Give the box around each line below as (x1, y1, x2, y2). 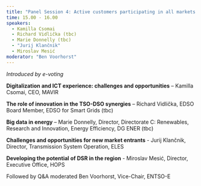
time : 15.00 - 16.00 (6, 14, 59, 21)
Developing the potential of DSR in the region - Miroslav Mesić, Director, (6, 155, 188, 162)
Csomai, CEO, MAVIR (6, 88, 59, 95)
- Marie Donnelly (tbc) (11, 37, 71, 43)
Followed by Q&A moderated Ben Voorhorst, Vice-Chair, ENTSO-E (6, 173, 171, 180)
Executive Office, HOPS (6, 161, 65, 168)
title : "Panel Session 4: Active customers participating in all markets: (6, 8, 199, 15)
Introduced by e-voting (6, 70, 63, 77)
